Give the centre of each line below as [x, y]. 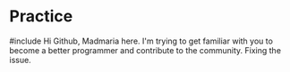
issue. [20, 60]
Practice [41, 16]
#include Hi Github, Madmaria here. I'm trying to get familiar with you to [141, 41]
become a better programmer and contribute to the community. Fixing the [145, 50]
